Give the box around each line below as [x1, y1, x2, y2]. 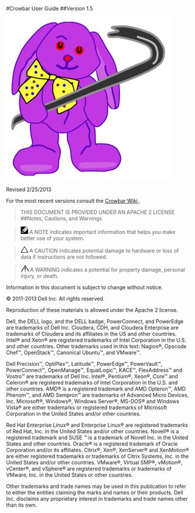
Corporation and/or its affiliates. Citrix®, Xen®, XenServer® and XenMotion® [6, 447, 189, 453]
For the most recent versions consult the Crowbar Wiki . [6, 198, 141, 204]
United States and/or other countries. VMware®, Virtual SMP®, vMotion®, [6, 459, 183, 466]
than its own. [6, 501, 37, 508]
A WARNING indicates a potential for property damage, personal [30, 266, 186, 273]
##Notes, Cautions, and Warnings [20, 215, 102, 222]
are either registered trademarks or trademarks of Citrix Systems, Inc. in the [6, 453, 189, 460]
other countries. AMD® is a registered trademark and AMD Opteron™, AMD [6, 385, 186, 392]
